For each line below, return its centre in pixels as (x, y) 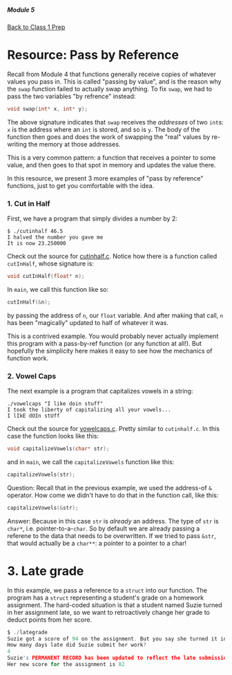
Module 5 (21, 10)
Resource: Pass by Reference (93, 55)
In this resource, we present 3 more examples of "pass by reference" (105, 178)
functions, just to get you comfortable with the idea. (81, 185)
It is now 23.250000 (37, 243)
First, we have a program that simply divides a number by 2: (93, 219)
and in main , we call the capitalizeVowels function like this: (91, 462)
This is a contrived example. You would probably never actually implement (113, 336)
